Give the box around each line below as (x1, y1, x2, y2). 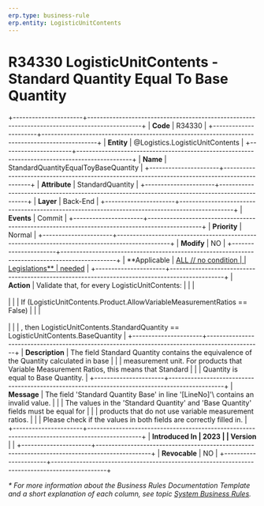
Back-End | (62, 197, 99, 206)
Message (8, 390, 39, 399)
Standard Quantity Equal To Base (8, 70, 229, 88)
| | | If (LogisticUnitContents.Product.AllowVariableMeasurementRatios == (8, 297, 248, 307)
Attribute (40, 179, 72, 190)
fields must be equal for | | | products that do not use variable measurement (8, 406, 255, 416)
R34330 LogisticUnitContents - (8, 53, 218, 71)
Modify (180, 239, 205, 248)
